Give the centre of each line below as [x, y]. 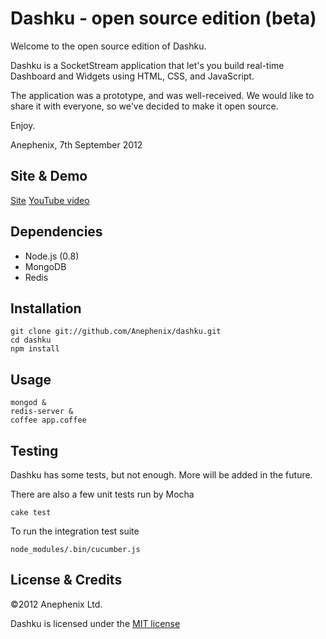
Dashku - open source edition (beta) [163, 18]
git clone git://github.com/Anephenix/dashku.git [116, 332]
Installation [46, 308]
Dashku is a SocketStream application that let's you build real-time [147, 65]
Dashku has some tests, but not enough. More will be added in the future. [161, 475]
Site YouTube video [50, 200]
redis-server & [42, 412]
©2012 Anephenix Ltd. [56, 604]
